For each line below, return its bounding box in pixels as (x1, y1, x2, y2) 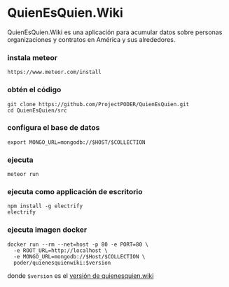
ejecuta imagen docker (7, 225, 88, 235)
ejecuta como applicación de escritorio (7, 187, 143, 197)
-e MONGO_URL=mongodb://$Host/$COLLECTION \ (13, 253, 146, 260)
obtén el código (7, 85, 62, 95)
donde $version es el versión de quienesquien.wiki (7, 271, 154, 280)
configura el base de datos (7, 123, 100, 133)
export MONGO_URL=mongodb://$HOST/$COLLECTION (7, 138, 146, 146)
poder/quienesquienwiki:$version (13, 259, 111, 266)
